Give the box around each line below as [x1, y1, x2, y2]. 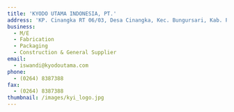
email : [7, 56, 26, 63]
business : [7, 23, 36, 30]
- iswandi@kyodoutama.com [13, 62, 89, 69]
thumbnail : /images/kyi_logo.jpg [7, 95, 104, 102]
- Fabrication [13, 36, 54, 43]
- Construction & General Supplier [13, 49, 117, 56]
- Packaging [13, 42, 49, 49]
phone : [7, 68, 26, 75]
